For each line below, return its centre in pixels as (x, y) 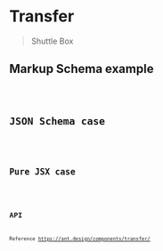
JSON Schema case (57, 121)
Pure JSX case (42, 172)
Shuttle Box (52, 41)
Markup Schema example (81, 69)
